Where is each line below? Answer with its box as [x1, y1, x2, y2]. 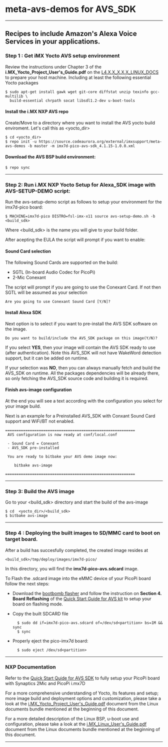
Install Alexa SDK [5, 309, 41, 315]
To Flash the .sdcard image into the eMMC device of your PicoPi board [5, 575, 151, 581]
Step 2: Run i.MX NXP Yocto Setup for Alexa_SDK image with [5, 181, 156, 188]
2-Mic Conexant [12, 274, 46, 280]
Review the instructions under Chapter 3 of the [5, 63, 101, 69]
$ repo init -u [5, 139, 37, 144]
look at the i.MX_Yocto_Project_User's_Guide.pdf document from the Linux [5, 700, 158, 706]
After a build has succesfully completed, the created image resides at [5, 547, 148, 553]
